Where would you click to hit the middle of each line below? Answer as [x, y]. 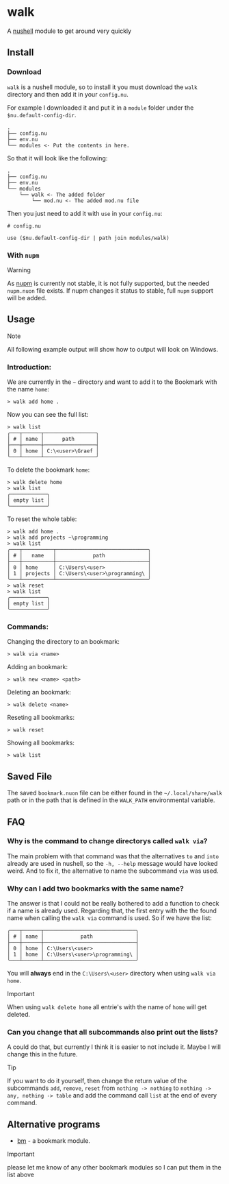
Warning [19, 270]
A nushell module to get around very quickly [69, 31]
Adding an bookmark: [38, 667]
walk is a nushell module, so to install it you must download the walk [102, 87]
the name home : [28, 389]
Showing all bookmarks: [41, 743]
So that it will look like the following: [57, 158]
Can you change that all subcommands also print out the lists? [113, 1032]
